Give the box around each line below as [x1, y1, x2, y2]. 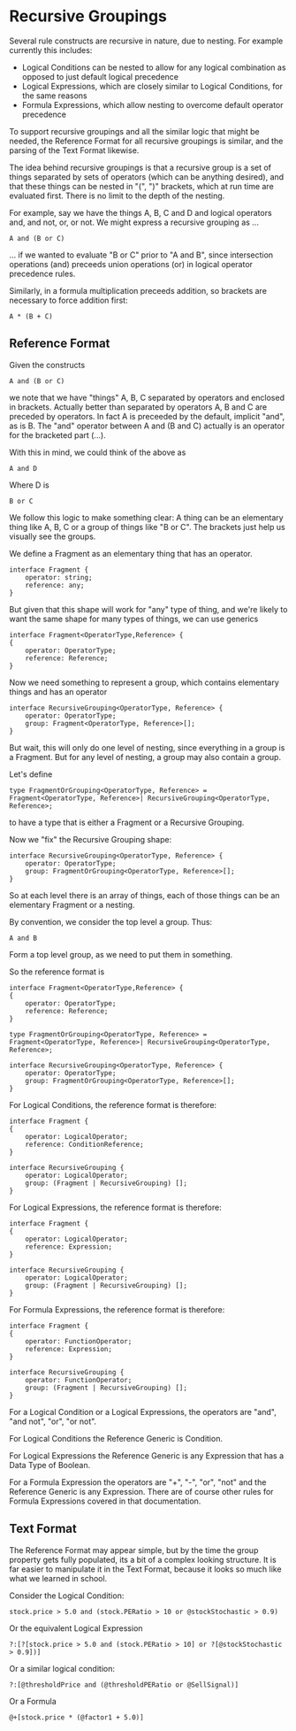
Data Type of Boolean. [9, 1459, 91, 1470]
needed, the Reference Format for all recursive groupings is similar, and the [9, 135, 284, 146]
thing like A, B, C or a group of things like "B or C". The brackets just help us [9, 521, 285, 532]
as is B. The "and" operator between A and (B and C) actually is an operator [9, 420, 285, 431]
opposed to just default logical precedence [21, 71, 179, 81]
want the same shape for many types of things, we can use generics [9, 613, 259, 624]
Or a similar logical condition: [9, 1663, 115, 1673]
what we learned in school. [9, 1573, 108, 1583]
